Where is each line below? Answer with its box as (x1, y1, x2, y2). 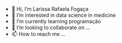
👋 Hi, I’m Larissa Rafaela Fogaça (11, 6, 89, 12)
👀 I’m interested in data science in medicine (11, 12, 116, 19)
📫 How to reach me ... (11, 31, 66, 37)
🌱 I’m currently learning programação (11, 18, 102, 24)
